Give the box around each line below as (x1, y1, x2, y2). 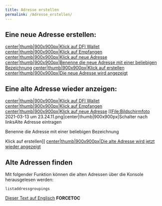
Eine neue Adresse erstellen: (5, 30, 96, 39)
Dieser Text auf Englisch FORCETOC (5, 195, 81, 201)
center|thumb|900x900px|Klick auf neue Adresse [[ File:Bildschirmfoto (5, 108, 150, 115)
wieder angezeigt (5, 144, 41, 150)
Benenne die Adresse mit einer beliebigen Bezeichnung (5, 129, 119, 135)
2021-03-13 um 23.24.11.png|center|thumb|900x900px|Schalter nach (5, 114, 148, 120)
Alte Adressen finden (5, 158, 73, 167)
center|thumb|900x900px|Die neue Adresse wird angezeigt (5, 70, 128, 76)
